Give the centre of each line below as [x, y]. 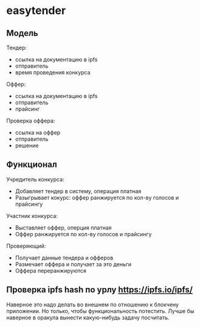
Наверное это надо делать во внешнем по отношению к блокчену [93, 304]
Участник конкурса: [32, 216]
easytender [36, 11]
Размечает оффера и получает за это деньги [73, 264]
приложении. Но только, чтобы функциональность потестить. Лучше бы [100, 311]
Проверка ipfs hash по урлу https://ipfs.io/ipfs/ [100, 290]
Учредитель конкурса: [36, 179]
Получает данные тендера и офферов [64, 258]
